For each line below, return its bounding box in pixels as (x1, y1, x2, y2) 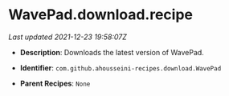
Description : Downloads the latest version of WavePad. (19, 47, 205, 57)
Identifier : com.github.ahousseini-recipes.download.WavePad (19, 62, 222, 73)
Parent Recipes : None (19, 78, 91, 88)
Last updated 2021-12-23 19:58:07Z (8, 32, 127, 42)
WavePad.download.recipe (8, 6, 193, 24)
